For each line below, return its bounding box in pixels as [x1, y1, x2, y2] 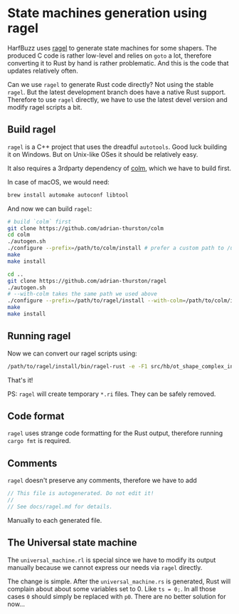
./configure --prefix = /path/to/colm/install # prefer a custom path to [7, 244, 224, 252]
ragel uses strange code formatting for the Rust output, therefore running [7, 429, 223, 437]
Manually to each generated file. [7, 516, 102, 524]
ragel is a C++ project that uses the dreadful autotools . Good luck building [7, 142, 228, 151]
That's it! [7, 375, 33, 384]
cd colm [7, 231, 31, 239]
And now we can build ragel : [7, 204, 92, 213]
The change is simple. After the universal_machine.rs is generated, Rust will [7, 577, 231, 586]
